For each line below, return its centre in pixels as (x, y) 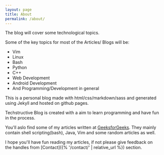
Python (19, 67)
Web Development (31, 78)
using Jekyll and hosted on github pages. (47, 103)
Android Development (34, 83)
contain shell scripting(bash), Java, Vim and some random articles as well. (81, 133)
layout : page (18, 10)
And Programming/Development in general (56, 89)
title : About (18, 14)
